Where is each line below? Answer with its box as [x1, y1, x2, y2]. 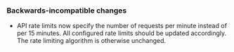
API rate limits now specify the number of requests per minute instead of [16, 22, 228, 30]
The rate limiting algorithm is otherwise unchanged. [16, 37, 167, 45]
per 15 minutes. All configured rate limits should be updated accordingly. [16, 29, 227, 37]
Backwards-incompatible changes [6, 6, 127, 15]
